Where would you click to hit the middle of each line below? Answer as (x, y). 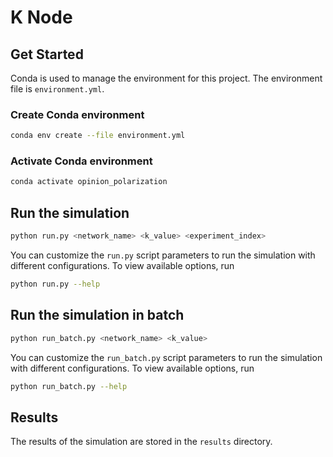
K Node (41, 17)
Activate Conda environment (81, 161)
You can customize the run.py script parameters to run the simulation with (163, 255)
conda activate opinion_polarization (89, 182)
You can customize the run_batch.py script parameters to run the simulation (166, 357)
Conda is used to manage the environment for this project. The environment (166, 78)
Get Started (47, 54)
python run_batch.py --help (69, 386)
